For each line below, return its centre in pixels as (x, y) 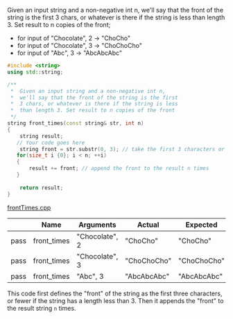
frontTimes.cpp (29, 207)
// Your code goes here (51, 143)
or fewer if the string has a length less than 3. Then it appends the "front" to (115, 300)
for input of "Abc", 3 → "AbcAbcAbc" (70, 53)
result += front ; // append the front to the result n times (119, 169)
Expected (201, 225)
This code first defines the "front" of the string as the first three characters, (115, 293)
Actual (148, 225)
